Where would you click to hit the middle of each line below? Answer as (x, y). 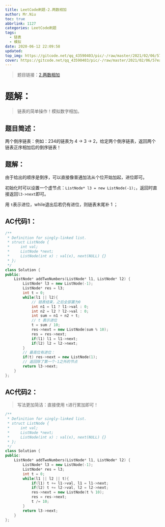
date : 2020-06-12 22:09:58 (33, 46)
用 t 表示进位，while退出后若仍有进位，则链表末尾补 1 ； (62, 204)
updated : (14, 51)
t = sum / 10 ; (46, 325)
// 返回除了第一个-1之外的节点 (50, 362)
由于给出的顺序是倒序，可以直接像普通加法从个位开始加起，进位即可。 (76, 177)
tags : (11, 33)
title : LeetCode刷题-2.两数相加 (36, 10)
